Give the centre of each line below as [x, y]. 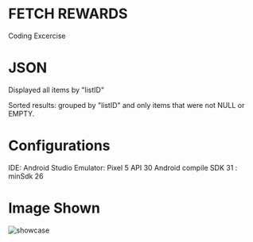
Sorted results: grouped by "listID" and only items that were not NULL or [127, 105]
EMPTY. [21, 113]
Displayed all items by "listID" [56, 90]
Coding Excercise [37, 36]
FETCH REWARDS [68, 14]
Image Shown [54, 208]
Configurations [59, 146]
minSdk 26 [26, 176]
